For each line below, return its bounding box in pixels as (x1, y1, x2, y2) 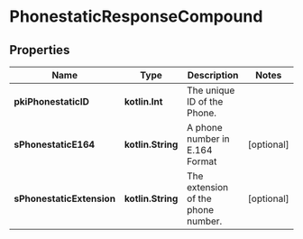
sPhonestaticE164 (14, 138, 96, 151)
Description (187, 69, 239, 81)
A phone (186, 122, 223, 133)
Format (186, 155, 217, 168)
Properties (9, 42, 70, 58)
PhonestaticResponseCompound (9, 6, 263, 27)
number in (186, 133, 230, 145)
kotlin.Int (124, 96, 163, 107)
